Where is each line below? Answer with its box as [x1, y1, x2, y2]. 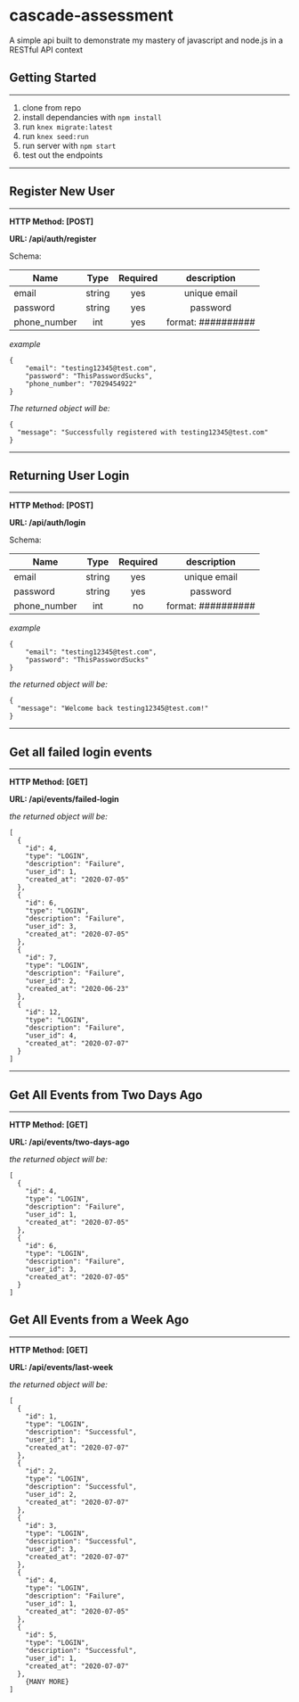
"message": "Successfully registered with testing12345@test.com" [17, 427, 269, 437]
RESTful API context [9, 44, 83, 54]
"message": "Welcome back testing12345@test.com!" [17, 704, 209, 714]
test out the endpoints [21, 149, 103, 161]
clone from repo [21, 102, 82, 112]
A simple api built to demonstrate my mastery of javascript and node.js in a [9, 35, 283, 45]
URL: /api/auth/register [9, 233, 97, 244]
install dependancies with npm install [21, 112, 162, 122]
